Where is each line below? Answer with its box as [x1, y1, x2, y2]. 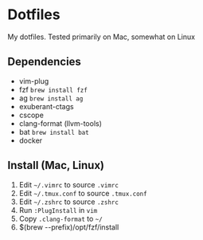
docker [18, 136, 43, 145]
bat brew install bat [18, 127, 89, 136]
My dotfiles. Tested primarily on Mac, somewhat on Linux [7, 32, 196, 41]
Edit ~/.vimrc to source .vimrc [18, 179, 119, 189]
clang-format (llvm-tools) [18, 118, 103, 128]
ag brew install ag [18, 93, 84, 103]
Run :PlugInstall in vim [18, 205, 98, 214]
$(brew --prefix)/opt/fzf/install [18, 222, 119, 232]
